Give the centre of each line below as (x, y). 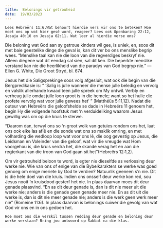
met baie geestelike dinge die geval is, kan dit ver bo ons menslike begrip (79, 50)
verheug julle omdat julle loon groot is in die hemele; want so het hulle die (79, 96)
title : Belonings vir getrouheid (40, 9)
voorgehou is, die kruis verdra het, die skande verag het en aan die (72, 146)
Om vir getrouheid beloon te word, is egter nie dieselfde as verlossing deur (80, 161)
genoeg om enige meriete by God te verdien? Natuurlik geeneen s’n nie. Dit (81, 171)
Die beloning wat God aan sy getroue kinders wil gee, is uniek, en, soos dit (80, 45)
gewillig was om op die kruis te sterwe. (44, 116)
